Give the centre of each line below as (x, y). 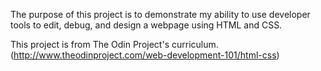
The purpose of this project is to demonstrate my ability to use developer (160, 14)
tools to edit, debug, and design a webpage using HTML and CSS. (146, 25)
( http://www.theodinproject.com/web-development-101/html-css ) (145, 55)
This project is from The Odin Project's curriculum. (114, 44)
